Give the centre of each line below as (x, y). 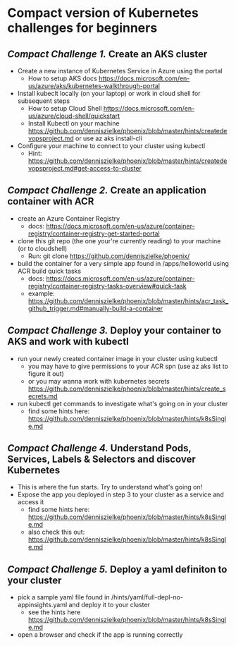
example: (41, 293)
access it (31, 502)
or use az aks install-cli (108, 138)
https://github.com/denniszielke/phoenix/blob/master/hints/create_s (127, 389)
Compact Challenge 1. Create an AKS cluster (107, 54)
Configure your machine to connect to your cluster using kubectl (111, 146)
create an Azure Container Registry (69, 218)
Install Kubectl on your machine (74, 123)
